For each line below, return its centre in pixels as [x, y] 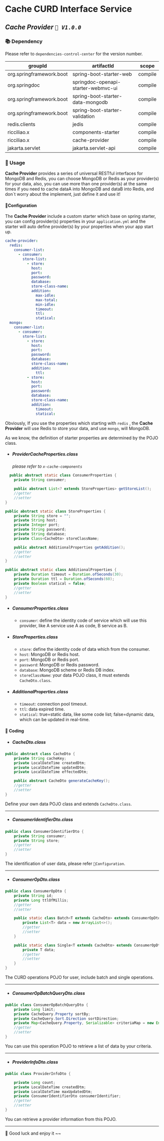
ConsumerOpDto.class [36, 879]
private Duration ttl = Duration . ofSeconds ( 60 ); [64, 579]
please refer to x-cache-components [47, 466]
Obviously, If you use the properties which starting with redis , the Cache [79, 423]
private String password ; [40, 529]
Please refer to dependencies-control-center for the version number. [74, 54]
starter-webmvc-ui [95, 88]
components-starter [96, 132]
